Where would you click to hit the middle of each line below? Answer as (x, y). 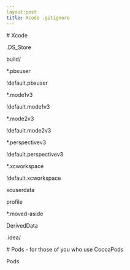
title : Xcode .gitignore (38, 18)
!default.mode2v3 (29, 130)
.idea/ (14, 237)
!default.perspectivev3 (35, 154)
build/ (14, 59)
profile (15, 202)
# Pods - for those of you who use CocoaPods (65, 249)
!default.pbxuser (27, 83)
